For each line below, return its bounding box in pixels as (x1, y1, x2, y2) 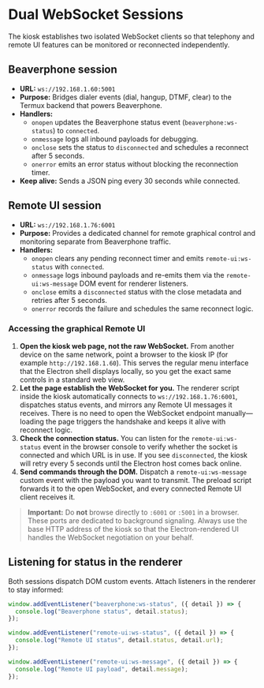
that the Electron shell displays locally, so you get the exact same (19, 366, 232, 376)
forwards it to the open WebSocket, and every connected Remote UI (19, 484, 242, 493)
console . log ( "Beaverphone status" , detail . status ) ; (15, 608, 189, 615)
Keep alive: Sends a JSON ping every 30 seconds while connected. (19, 176, 240, 185)
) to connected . (52, 125, 100, 135)
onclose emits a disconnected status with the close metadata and (31, 286, 242, 297)
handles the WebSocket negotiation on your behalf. (27, 533, 195, 542)
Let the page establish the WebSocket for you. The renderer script (19, 383, 240, 392)
